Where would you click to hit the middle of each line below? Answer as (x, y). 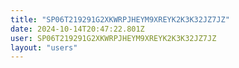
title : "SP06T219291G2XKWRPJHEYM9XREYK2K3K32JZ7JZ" (120, 19)
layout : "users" (44, 47)
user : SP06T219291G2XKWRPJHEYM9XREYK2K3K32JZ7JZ (113, 38)
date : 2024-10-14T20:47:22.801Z (77, 29)
